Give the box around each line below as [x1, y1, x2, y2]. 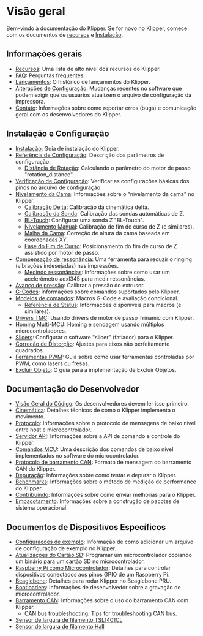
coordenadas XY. [24, 236, 68, 243]
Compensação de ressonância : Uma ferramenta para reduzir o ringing [15, 256, 193, 263]
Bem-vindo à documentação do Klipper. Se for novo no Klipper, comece [6, 25, 188, 32]
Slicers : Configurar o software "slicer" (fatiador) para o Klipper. [15, 333, 174, 341]
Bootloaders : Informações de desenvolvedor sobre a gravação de [15, 584, 182, 591]
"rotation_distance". [24, 170, 75, 178]
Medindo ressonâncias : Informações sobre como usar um [24, 268, 170, 276]
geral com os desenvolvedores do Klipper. [15, 110, 122, 118]
